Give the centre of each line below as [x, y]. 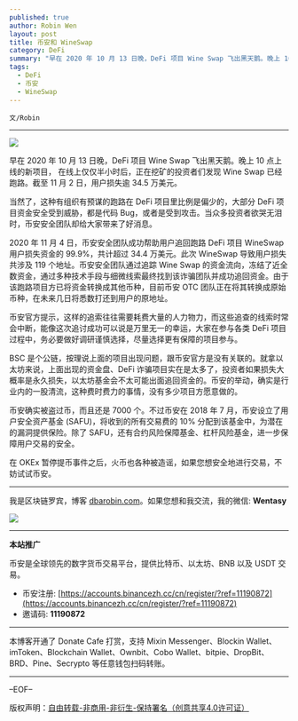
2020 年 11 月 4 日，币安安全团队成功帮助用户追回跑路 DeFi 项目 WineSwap [147, 242]
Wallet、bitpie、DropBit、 [222, 652]
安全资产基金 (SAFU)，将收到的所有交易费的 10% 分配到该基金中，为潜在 [150, 421]
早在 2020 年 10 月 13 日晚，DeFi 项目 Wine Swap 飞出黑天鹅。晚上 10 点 [142, 160]
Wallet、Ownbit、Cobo [131, 652]
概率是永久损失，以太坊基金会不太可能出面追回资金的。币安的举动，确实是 [145, 380]
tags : [19, 67]
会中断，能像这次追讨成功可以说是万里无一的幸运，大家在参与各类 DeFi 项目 [148, 328]
